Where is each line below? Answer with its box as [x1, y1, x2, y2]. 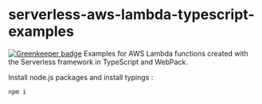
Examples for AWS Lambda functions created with [83, 48, 248, 58]
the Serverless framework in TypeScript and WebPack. [8, 57, 189, 67]
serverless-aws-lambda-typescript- [8, 6, 255, 24]
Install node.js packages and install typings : [8, 72, 154, 82]
